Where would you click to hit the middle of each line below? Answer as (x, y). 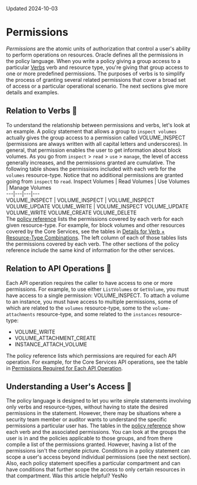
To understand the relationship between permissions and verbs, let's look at (98, 125)
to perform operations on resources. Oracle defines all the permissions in (95, 55)
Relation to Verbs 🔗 (42, 111)
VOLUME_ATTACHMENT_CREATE (55, 338)
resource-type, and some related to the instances (96, 314)
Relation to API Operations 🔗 (59, 269)
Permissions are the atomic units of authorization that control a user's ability (98, 48)
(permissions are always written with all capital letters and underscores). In (97, 144)
